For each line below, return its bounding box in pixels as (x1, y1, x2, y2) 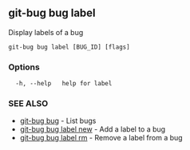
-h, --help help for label (15, 80, 113, 88)
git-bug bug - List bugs (19, 116, 97, 126)
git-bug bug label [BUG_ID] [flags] (8, 43, 130, 51)
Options (8, 61, 40, 73)
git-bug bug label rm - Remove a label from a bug (19, 133, 183, 143)
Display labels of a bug (8, 27, 84, 37)
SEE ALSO (8, 98, 49, 109)
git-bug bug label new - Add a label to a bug (19, 124, 166, 134)
